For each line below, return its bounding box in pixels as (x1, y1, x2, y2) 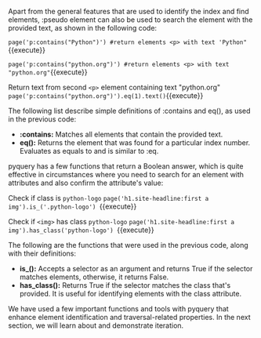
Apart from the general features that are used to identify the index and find (8, 7, 249, 16)
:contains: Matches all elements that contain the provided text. (19, 129, 223, 139)
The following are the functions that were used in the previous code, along (8, 241, 248, 249)
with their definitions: (8, 249, 77, 258)
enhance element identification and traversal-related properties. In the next (8, 313, 251, 322)
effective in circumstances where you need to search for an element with (8, 170, 245, 179)
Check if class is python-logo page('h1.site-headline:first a (8, 194, 209, 202)
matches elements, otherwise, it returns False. (19, 272, 169, 282)
